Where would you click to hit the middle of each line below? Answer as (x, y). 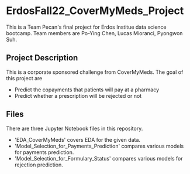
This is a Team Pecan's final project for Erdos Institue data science (86, 27)
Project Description (42, 58)
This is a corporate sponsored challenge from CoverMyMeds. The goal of (95, 72)
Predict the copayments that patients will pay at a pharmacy (87, 90)
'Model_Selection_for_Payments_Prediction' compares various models (99, 146)
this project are (24, 78)
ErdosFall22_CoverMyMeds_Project (95, 11)
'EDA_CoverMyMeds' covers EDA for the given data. (77, 139)
